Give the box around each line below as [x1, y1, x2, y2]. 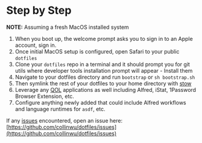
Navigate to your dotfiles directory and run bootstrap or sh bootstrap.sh [14, 73, 195, 81]
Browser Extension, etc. [14, 93, 74, 100]
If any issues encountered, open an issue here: [6, 117, 122, 124]
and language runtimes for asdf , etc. [14, 105, 106, 112]
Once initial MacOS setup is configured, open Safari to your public [14, 47, 180, 55]
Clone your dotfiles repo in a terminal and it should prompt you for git [14, 61, 190, 68]
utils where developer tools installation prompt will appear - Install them [14, 67, 193, 74]
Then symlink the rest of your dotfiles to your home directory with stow [14, 79, 192, 87]
